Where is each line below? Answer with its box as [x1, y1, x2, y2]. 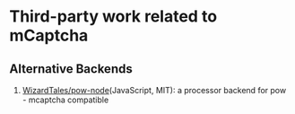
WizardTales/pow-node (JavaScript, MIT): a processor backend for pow [22, 85, 287, 95]
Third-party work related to [9, 6, 218, 27]
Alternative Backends [9, 61, 133, 76]
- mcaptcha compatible [22, 94, 109, 105]
